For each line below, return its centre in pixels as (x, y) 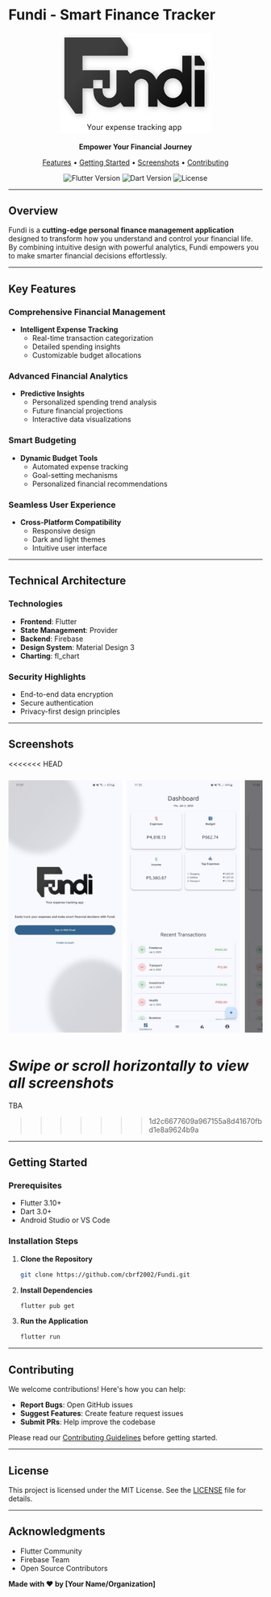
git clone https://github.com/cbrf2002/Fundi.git (105, 1274)
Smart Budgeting (42, 440)
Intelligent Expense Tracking (69, 329)
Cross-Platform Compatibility (71, 522)
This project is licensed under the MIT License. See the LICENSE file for (127, 1490)
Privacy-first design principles (70, 711)
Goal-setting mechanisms (75, 475)
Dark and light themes (69, 539)
